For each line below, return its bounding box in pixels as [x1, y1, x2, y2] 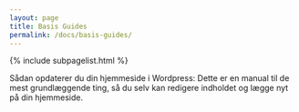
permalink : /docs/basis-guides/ [9, 30, 132, 39]
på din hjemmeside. [9, 92, 84, 103]
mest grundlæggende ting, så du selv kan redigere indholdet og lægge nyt [9, 83, 289, 94]
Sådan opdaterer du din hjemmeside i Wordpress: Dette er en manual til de [9, 73, 290, 84]
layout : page [9, 13, 59, 23]
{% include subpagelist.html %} [9, 56, 129, 66]
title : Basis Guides [9, 22, 88, 31]
